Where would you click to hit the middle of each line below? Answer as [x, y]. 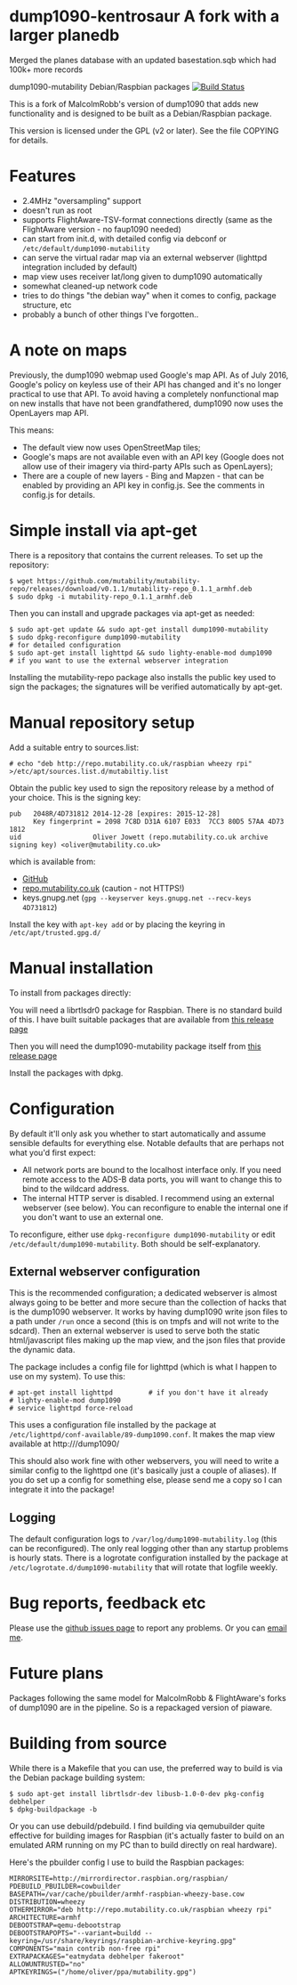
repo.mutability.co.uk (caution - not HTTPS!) [103, 888]
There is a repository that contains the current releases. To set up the [136, 555]
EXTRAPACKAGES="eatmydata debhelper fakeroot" [97, 1957]
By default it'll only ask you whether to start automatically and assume [138, 1134]
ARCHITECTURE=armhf [45, 1917]
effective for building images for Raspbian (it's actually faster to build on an [147, 1835]
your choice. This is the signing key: [75, 797]
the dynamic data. [42, 1350]
